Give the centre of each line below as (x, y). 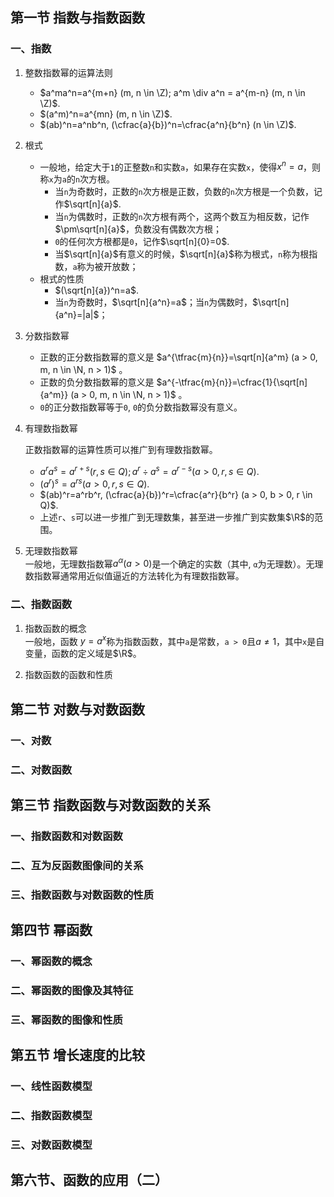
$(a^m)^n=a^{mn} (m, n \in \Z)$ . (106, 114)
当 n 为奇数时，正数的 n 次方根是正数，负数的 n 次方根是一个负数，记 (188, 192)
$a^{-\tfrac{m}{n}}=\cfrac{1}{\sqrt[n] (232, 382)
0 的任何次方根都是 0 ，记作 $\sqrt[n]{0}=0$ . (142, 242)
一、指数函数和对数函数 (66, 836)
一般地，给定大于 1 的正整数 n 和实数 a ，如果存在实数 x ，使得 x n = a (171, 166)
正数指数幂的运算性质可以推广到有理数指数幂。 (121, 450)
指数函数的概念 (55, 628)
